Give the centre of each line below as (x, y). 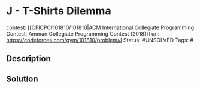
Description (28, 59)
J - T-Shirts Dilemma (59, 11)
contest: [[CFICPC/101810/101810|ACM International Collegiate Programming (100, 27)
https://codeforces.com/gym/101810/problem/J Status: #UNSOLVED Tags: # (100, 40)
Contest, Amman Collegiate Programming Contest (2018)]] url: (83, 33)
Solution (22, 79)
